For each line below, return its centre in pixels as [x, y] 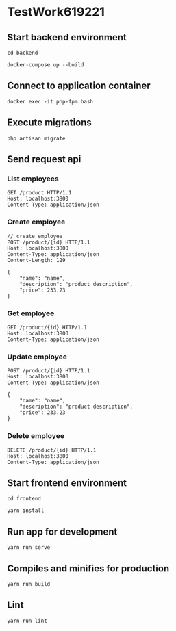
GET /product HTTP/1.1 [39, 193]
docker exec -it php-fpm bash [50, 101]
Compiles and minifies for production [88, 568]
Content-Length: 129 [37, 260]
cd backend [23, 53]
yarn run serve [29, 548]
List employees [33, 179]
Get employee [31, 313]
